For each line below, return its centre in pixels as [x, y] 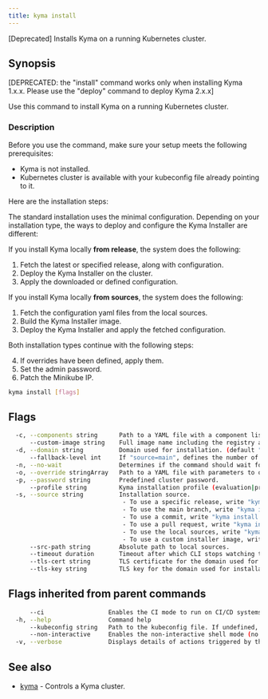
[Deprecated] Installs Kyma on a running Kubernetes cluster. [107, 38]
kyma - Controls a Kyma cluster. [73, 686]
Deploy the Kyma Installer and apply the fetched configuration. [122, 329]
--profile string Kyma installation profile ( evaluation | [142, 487]
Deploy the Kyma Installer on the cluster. [86, 273]
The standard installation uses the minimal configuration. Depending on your [134, 216]
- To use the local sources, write [181, 532]
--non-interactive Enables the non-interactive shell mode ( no [144, 635]
